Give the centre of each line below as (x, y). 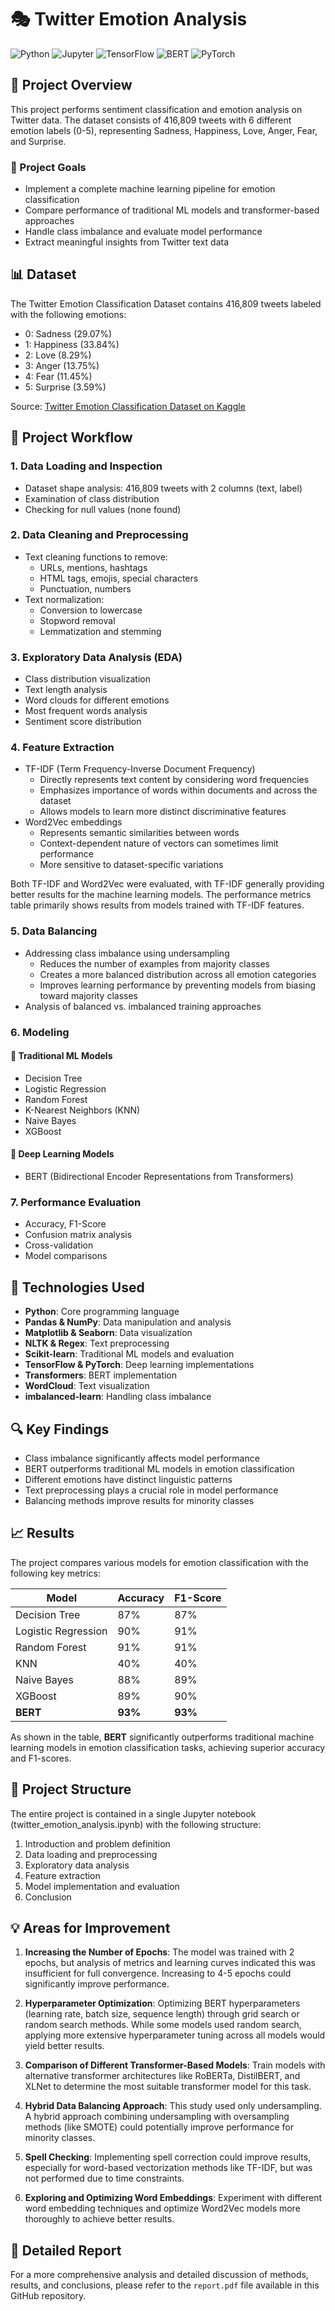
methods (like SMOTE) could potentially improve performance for (159, 2127)
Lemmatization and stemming (100, 631)
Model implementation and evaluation (102, 1886)
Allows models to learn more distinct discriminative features (163, 812)
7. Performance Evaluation (76, 1202)
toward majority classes (88, 995)
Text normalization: (64, 599)
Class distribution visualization (87, 679)
